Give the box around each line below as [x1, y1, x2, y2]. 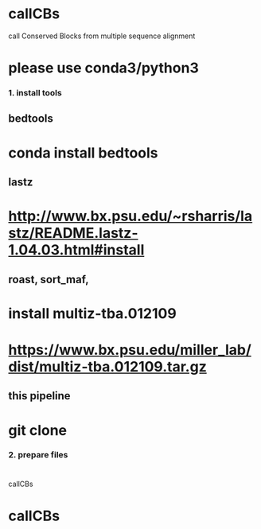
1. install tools [8, 88, 62, 99]
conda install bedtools [8, 144, 158, 161]
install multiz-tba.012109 [8, 304, 177, 322]
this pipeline [8, 389, 71, 403]
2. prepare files [8, 449, 68, 461]
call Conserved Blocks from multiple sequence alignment [8, 31, 196, 41]
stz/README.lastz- [8, 224, 138, 243]
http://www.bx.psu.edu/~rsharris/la [8, 208, 253, 225]
